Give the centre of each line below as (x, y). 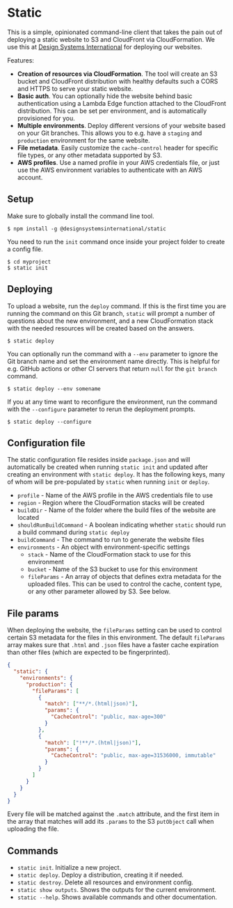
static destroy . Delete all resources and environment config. (105, 882)
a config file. (25, 249)
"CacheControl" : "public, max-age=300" (109, 717)
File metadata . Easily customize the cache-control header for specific (118, 148)
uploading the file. (33, 829)
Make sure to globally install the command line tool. (81, 216)
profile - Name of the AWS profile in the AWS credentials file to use (115, 495)
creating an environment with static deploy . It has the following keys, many (116, 475)
